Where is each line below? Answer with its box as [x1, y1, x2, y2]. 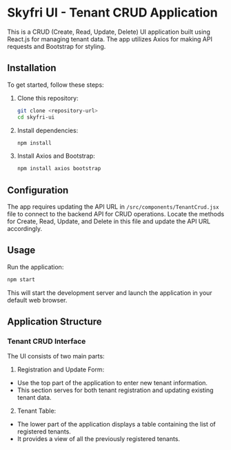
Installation [7, 62, 57, 74]
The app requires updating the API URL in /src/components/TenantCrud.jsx [7, 203, 219, 211]
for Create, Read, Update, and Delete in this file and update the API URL [7, 217, 211, 225]
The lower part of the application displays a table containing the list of [17, 420, 216, 429]
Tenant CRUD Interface [7, 336, 86, 346]
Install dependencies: [17, 126, 79, 134]
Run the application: [7, 263, 64, 271]
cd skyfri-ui [17, 114, 55, 121]
